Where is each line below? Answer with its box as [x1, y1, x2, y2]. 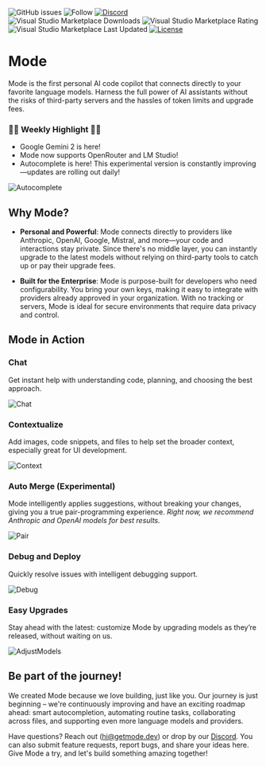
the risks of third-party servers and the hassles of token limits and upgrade [8, 96, 254, 105]
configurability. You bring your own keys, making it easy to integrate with [19, 285, 259, 295]
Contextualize [8, 419, 64, 430]
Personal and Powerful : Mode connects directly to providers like [19, 227, 233, 236]
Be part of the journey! [8, 670, 122, 683]
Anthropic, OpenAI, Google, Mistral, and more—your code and [19, 236, 224, 245]
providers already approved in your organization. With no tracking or [19, 293, 245, 303]
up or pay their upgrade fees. [19, 261, 116, 271]
